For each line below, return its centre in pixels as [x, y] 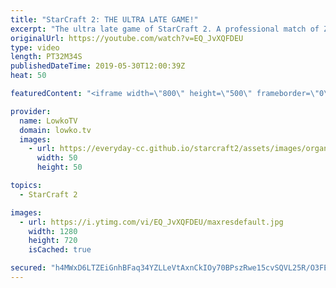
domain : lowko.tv [55, 130]
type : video [35, 47]
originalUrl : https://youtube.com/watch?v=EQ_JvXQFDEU [127, 38]
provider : [31, 111]
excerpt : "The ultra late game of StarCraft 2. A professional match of [165, 29]
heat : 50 [28, 76]
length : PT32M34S [46, 57]
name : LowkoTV [48, 121]
